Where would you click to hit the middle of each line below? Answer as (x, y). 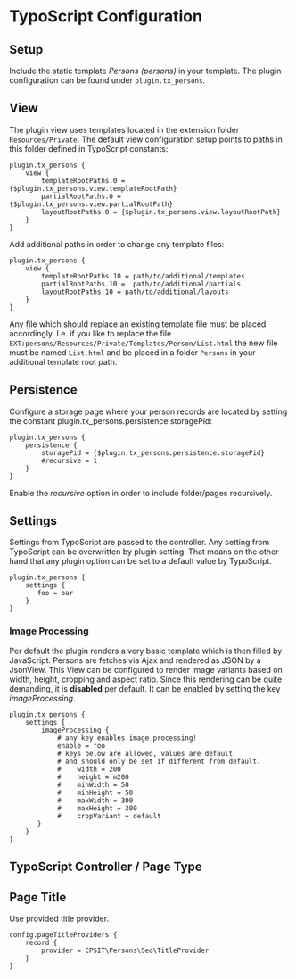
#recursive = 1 (70, 460)
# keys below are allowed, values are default (145, 753)
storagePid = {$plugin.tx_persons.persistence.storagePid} (153, 452)
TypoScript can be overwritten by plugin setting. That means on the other (144, 552)
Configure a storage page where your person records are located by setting (148, 411)
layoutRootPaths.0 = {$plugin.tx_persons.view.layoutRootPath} (161, 212)
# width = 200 (89, 769)
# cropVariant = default (109, 816)
